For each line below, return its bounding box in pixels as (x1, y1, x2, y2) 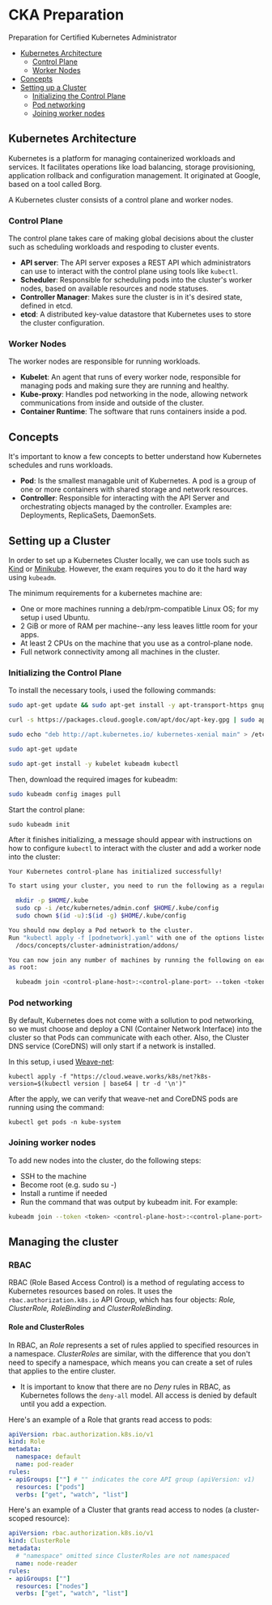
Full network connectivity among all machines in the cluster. (19, 646, 220, 657)
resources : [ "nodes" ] (15, 1582, 89, 1590)
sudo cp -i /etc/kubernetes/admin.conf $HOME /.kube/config (15, 905, 219, 913)
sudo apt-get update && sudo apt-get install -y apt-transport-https (8, 701, 249, 709)
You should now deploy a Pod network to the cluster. (8, 926, 194, 934)
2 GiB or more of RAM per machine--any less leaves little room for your (19, 621, 258, 631)
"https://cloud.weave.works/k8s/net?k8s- (70, 1073, 212, 1081)
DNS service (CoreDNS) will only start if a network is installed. (8, 1041, 216, 1051)
